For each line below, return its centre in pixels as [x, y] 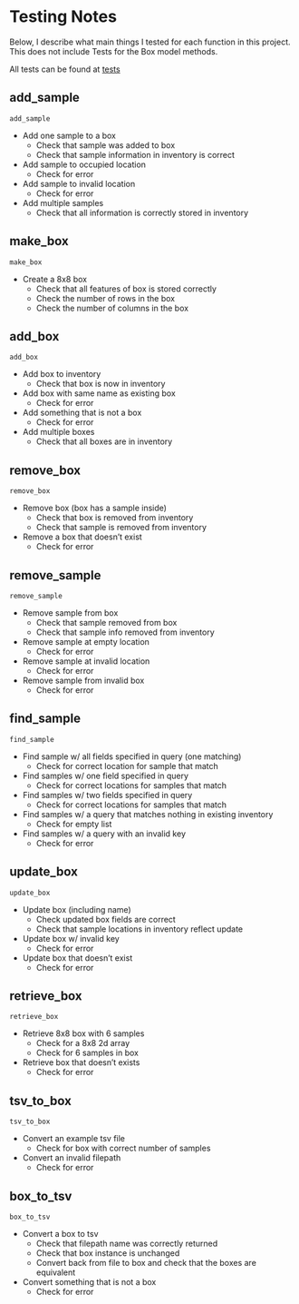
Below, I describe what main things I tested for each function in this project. [150, 42]
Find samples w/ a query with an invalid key [104, 834]
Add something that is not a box [82, 413]
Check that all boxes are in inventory [104, 441]
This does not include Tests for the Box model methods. [114, 51]
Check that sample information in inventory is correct [135, 154]
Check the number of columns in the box [112, 308]
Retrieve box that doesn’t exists [81, 1062]
